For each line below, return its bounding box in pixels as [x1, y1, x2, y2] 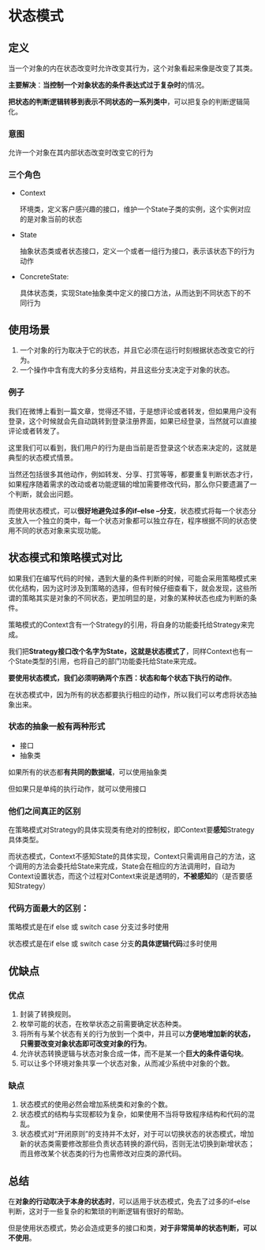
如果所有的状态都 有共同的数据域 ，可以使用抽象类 [8, 767, 167, 777]
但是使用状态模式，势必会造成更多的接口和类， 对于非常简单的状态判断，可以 [8, 1223, 257, 1233]
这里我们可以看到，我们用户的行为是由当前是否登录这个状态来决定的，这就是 [8, 442, 257, 452]
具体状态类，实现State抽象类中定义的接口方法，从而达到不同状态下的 [19, 288, 244, 297]
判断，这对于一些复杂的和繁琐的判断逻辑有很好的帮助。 [8, 1207, 188, 1216]
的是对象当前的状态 [19, 214, 83, 223]
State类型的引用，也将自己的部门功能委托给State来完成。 [14, 656, 201, 666]
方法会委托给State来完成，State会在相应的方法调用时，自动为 [35, 861, 236, 871]
